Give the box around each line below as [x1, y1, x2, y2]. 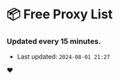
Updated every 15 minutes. [6, 37, 102, 47]
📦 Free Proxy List [6, 6, 113, 23]
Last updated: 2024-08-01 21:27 [16, 52, 111, 61]
